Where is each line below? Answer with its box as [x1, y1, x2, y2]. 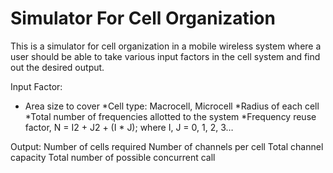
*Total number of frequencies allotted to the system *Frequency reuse [24, 110, 317, 122]
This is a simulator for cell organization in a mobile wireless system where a [10, 40, 322, 52]
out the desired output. [10, 61, 105, 73]
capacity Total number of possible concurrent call [10, 151, 216, 163]
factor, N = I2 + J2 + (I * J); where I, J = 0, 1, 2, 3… [24, 121, 234, 133]
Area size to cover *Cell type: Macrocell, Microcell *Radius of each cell [24, 100, 320, 112]
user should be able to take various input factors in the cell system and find [10, 50, 321, 62]
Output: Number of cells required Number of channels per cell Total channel [10, 140, 324, 152]
